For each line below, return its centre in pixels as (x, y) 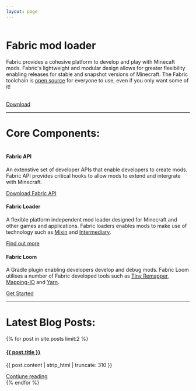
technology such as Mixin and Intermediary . (59, 232)
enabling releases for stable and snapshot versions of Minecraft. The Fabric (97, 74)
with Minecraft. (24, 182)
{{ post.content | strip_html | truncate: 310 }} (59, 365)
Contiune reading (27, 376)
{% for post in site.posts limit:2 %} (47, 339)
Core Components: (53, 133)
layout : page (22, 11)
